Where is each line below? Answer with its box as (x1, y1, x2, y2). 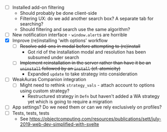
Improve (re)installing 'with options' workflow (12, 38, 108, 44)
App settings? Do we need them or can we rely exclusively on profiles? (12, 104, 162, 110)
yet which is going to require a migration (27, 99, 113, 105)
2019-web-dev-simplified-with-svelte (19, 121, 99, 127)
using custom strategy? (19, 88, 70, 94)
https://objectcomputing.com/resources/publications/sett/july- (29, 116, 162, 122)
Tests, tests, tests (12, 110, 50, 116)
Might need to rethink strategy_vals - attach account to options (19, 82, 155, 88)
